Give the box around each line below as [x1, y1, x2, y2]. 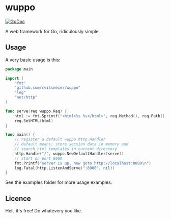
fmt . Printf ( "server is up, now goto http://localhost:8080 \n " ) [14, 160, 152, 166]
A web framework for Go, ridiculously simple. [5, 28, 100, 34]
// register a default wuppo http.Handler [14, 137, 106, 142]
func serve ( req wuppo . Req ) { [5, 109, 67, 114]
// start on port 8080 [14, 156, 63, 161]
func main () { [5, 132, 36, 137]
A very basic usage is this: [5, 57, 61, 63]
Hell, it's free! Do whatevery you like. [5, 208, 82, 214]
